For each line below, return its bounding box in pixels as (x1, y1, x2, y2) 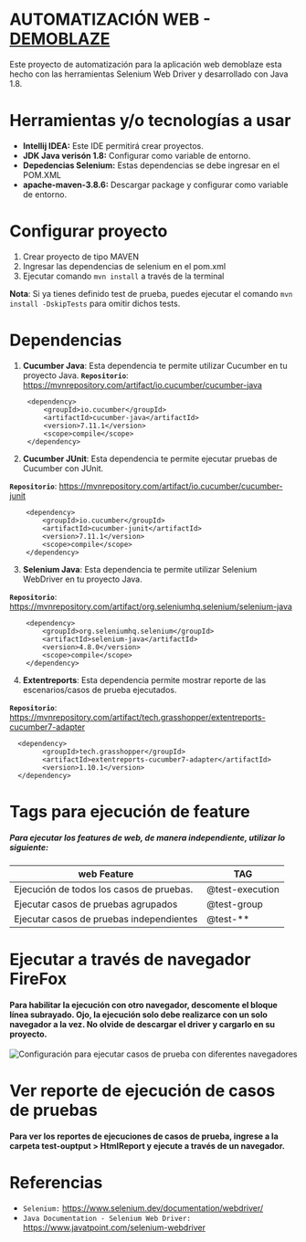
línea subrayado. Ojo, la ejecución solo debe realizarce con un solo (9, 1009, 268, 1020)
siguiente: (9, 841, 48, 853)
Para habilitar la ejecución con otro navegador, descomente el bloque (9, 999, 279, 1010)
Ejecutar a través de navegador (9, 950, 251, 970)
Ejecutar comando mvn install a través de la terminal (22, 270, 225, 281)
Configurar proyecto (9, 221, 168, 242)
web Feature (78, 868, 134, 880)
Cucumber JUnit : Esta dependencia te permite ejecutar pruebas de (22, 453, 278, 464)
